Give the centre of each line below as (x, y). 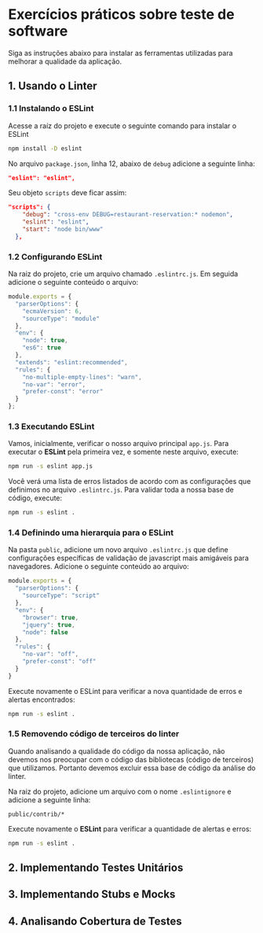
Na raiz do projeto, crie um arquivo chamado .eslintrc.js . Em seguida (123, 274)
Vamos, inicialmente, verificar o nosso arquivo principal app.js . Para (119, 444)
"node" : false (45, 632)
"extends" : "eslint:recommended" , (71, 362)
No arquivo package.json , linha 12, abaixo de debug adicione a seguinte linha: (131, 164)
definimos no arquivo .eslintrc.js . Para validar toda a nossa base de (121, 490)
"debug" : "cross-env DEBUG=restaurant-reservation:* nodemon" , (128, 215)
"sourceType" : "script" (61, 596)
